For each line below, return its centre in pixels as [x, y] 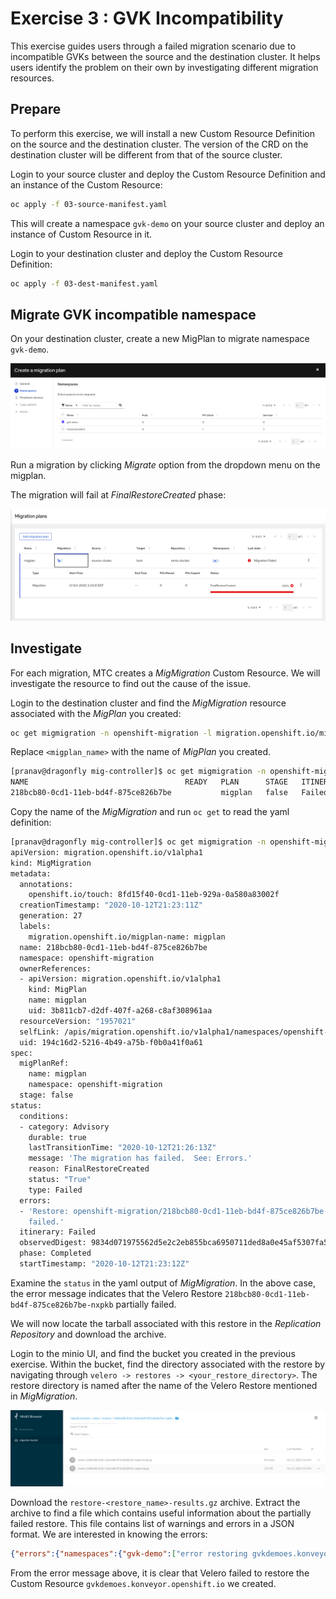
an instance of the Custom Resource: [86, 184]
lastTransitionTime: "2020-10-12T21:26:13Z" [122, 1148]
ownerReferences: [55, 968]
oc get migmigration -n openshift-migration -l [111, 733]
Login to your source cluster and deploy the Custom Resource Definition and [168, 174]
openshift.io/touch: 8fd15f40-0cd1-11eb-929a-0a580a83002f [154, 895]
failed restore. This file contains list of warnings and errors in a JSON [152, 1524]
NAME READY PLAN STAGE [149, 782]
